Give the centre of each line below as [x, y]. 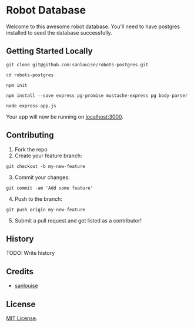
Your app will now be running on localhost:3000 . [65, 117]
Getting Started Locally [49, 51]
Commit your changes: [42, 177]
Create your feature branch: [48, 156]
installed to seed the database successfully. [59, 32]
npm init [17, 85]
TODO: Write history [31, 253]
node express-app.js [31, 106]
